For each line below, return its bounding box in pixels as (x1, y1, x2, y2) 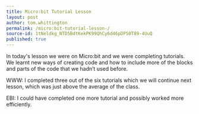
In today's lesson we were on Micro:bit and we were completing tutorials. (6, 53, 185, 59)
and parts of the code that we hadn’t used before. (6, 65, 128, 72)
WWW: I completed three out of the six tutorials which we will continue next (6, 77, 192, 84)
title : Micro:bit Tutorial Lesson (6, 8, 92, 15)
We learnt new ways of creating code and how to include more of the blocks (6, 59, 193, 66)
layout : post (6, 14, 39, 20)
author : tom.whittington (6, 20, 68, 26)
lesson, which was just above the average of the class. (6, 83, 140, 90)
